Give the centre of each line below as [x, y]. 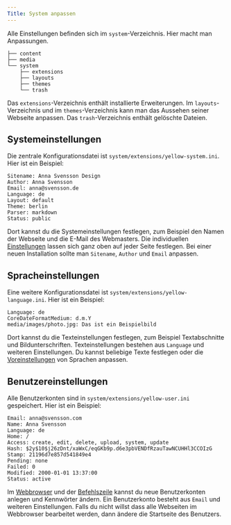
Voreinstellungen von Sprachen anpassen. [68, 360]
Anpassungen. [28, 41]
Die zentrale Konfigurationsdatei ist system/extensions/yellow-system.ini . [113, 156]
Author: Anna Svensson [40, 182]
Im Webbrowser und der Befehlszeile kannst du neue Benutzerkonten [106, 492]
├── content [24, 53]
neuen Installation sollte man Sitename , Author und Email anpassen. [103, 253]
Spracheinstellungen [53, 275]
